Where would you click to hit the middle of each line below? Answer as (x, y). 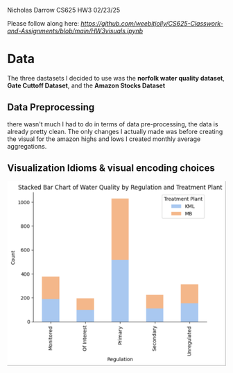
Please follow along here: (43, 23)
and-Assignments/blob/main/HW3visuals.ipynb (75, 31)
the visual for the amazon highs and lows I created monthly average (104, 139)
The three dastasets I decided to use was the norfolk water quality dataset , (116, 78)
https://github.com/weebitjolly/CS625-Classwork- (152, 23)
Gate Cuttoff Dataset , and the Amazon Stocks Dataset (86, 85)
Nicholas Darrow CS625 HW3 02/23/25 (64, 10)
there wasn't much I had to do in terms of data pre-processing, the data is (113, 124)
